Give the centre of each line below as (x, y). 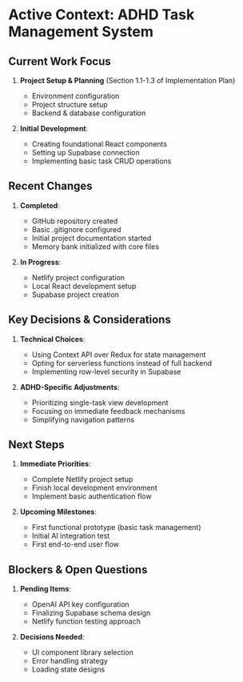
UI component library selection (83, 652)
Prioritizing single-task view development (100, 403)
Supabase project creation (76, 295)
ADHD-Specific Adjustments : (70, 387)
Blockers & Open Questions (78, 570)
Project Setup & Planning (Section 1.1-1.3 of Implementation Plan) (127, 80)
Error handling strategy (70, 661)
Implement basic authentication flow (92, 496)
